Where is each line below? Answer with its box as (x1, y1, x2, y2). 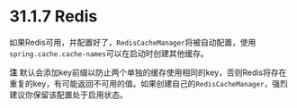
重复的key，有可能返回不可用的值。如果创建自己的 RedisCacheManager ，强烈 (9, 78, 288, 88)
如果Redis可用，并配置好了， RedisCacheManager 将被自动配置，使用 (9, 37, 256, 47)
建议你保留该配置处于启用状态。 (9, 89, 128, 100)
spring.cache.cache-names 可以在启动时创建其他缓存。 (9, 47, 209, 59)
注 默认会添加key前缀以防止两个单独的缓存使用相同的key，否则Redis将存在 (9, 67, 287, 78)
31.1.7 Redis (9, 6, 98, 27)
